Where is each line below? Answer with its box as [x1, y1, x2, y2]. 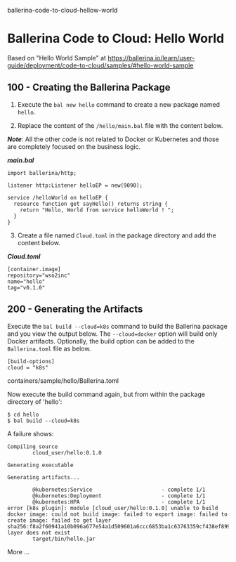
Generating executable [7, 462, 74, 469]
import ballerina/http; [7, 169, 77, 176]
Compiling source [7, 443, 58, 450]
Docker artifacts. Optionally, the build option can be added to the [7, 336, 195, 345]
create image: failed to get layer [7, 516, 112, 524]
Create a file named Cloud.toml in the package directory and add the [17, 231, 216, 240]
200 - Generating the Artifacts [7, 303, 143, 315]
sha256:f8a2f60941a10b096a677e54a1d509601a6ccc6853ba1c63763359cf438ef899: [7, 523, 234, 530]
